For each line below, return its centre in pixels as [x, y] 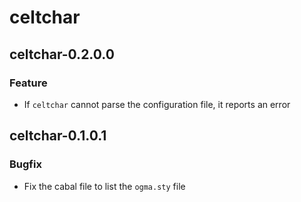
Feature [28, 83]
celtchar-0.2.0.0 [62, 54]
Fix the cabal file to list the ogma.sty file [104, 186]
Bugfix [25, 164]
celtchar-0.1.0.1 [58, 136]
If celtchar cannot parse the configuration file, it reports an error [157, 104]
